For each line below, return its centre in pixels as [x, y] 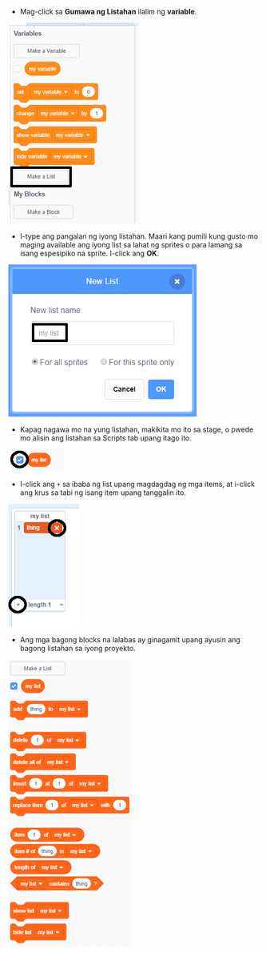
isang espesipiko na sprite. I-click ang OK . [89, 253]
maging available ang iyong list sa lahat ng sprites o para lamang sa [131, 245]
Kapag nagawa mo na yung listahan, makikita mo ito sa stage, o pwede [137, 429]
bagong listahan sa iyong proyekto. [77, 648]
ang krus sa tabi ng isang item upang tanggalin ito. [103, 493]
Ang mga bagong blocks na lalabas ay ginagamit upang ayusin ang [130, 639]
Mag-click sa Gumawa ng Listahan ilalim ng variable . [108, 12]
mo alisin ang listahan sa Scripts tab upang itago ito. [105, 438]
